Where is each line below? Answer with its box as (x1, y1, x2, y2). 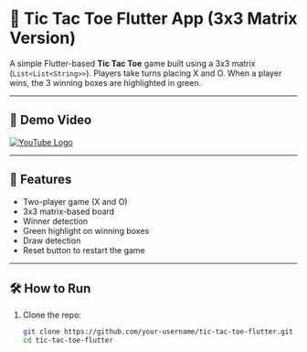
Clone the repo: (22, 310, 82, 321)
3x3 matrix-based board (22, 206, 115, 217)
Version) (9, 27, 76, 48)
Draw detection (22, 235, 81, 246)
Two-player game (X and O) (22, 196, 128, 207)
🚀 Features (9, 172, 72, 187)
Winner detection (22, 215, 89, 227)
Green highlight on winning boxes (22, 225, 150, 236)
